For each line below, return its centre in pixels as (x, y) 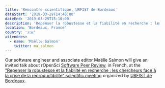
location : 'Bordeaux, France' (36, 28)
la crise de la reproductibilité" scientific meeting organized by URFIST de (79, 75)
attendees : (16, 37)
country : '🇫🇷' (20, 32)
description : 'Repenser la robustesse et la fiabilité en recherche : (79, 23)
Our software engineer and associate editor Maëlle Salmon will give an (76, 60)
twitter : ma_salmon (34, 46)
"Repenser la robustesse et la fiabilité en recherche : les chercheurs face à (81, 70)
